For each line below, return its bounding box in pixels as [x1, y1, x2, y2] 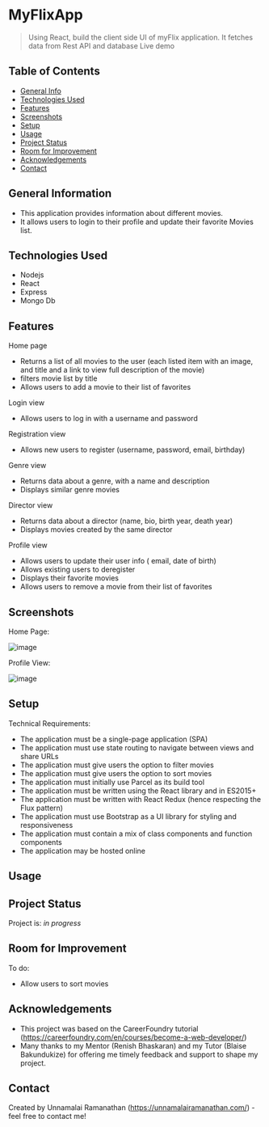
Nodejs [19, 270, 44, 280]
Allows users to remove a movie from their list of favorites [19, 582, 212, 592]
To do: [8, 963, 30, 973]
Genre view [8, 461, 47, 471]
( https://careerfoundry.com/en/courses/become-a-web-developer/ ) [19, 1032, 247, 1042]
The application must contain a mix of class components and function [19, 829, 253, 838]
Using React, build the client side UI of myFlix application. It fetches [27, 32, 253, 42]
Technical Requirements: [8, 718, 91, 728]
